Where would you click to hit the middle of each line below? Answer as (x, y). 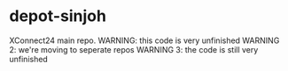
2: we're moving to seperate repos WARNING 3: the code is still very (134, 49)
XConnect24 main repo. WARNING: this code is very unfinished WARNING (144, 40)
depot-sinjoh (58, 16)
